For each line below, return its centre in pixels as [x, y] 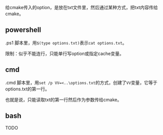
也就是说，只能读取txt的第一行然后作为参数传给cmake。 [64, 100]
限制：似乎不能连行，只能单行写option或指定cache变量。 [65, 53]
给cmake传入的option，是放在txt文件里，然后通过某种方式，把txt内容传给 [82, 7]
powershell [23, 30]
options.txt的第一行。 [28, 89]
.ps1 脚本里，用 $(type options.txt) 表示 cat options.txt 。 [66, 42]
